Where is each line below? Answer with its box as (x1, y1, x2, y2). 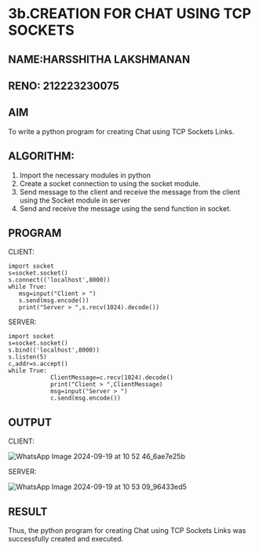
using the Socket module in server (19, 195, 131, 205)
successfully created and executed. (8, 535, 124, 544)
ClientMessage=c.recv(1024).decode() (49, 374, 174, 381)
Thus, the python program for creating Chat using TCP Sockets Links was (8, 526, 246, 535)
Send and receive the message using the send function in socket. (19, 203, 232, 213)
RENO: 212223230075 (8, 79, 120, 93)
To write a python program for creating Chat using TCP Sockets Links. (8, 126, 235, 136)
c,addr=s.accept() (8, 360, 68, 368)
